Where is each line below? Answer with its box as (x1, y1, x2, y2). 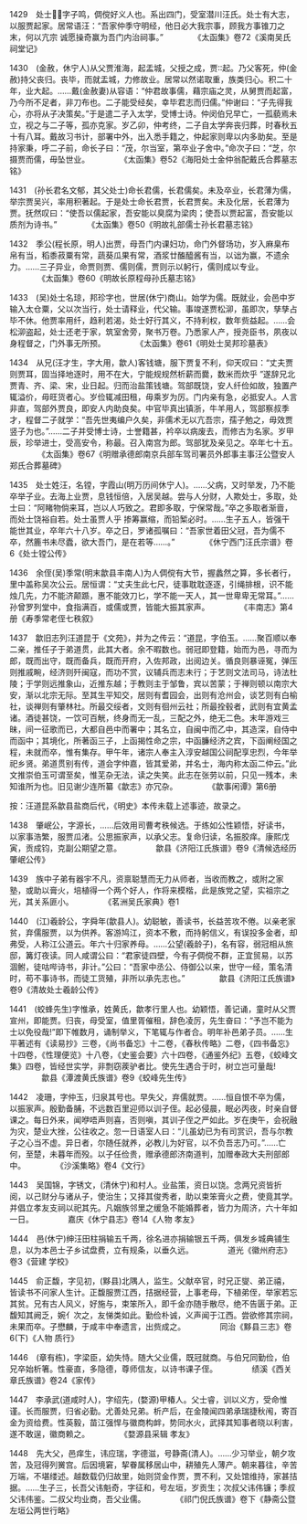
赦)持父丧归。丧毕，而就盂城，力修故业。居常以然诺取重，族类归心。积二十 (9, 74, 293, 85)
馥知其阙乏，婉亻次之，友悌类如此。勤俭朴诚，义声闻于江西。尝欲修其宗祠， (9, 1310, 298, 1320)
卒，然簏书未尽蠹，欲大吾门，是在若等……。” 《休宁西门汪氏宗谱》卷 (9, 536, 294, 547)
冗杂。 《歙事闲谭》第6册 (153, 781, 277, 791)
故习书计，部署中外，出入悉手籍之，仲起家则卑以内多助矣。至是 (57, 132, 298, 142)
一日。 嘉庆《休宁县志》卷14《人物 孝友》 (9, 1214, 199, 1224)
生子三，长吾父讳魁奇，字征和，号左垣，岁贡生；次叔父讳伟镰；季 (39, 1482, 288, 1493)
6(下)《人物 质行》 (9, 1333, 79, 1343)
